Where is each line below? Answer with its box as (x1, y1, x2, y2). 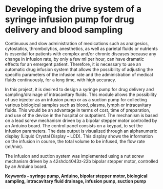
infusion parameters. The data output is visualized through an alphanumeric (5, 128, 158, 134)
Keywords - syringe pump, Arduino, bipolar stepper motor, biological (5, 173, 148, 179)
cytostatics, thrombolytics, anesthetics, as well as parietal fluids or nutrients (5, 46, 158, 51)
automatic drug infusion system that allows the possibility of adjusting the (5, 66, 153, 72)
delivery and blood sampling (5, 24, 123, 35)
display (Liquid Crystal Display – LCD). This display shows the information (5, 133, 153, 139)
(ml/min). (5, 143, 23, 149)
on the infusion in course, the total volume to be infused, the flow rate (5, 138, 145, 144)
